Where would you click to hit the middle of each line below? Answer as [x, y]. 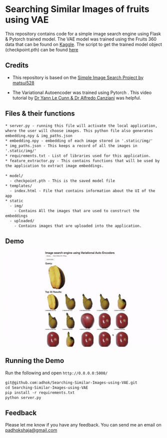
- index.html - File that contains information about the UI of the [82, 191]
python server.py [23, 397]
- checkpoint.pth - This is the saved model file [62, 181]
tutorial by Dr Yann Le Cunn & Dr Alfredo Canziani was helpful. [77, 98]
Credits [17, 65]
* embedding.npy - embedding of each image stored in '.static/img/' [79, 141]
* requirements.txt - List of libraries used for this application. [78, 156]
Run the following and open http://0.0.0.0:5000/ [56, 373]
